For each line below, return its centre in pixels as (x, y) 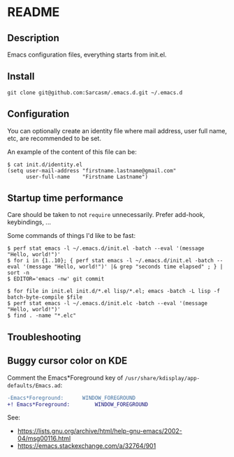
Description (33, 38)
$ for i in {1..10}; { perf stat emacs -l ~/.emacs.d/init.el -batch (111, 261)
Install (21, 76)
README (34, 12)
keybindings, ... (29, 222)
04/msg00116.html (44, 439)
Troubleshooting (44, 337)
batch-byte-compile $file (45, 297)
